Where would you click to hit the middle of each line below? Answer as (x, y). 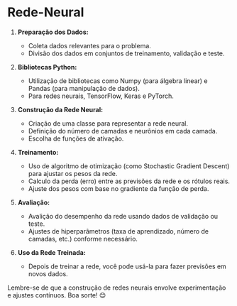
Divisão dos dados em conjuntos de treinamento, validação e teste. (126, 53)
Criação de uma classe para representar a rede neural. (108, 123)
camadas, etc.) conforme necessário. (83, 239)
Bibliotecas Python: (47, 67)
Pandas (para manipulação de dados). (84, 88)
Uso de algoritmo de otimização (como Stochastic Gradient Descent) (129, 166)
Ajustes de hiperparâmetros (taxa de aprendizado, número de (118, 231)
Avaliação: (34, 202)
